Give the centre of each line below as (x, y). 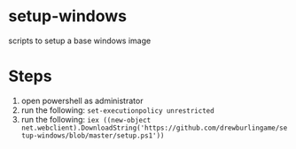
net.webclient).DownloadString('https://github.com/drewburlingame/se (154, 128)
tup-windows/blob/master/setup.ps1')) (93, 135)
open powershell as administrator (82, 101)
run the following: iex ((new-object (86, 119)
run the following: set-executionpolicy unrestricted (117, 110)
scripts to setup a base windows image (80, 41)
